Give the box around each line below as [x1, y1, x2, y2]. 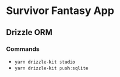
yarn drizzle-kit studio [14, 59, 76, 65]
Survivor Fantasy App [6, 4, 115, 17]
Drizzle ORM [6, 27, 53, 37]
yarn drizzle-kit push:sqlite [14, 65, 89, 71]
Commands [6, 45, 40, 53]
